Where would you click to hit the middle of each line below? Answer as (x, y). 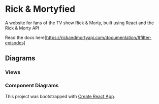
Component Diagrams (32, 86)
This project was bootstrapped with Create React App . (60, 96)
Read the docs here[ (26, 37)
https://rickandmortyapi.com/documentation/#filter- (99, 37)
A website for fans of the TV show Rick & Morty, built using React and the (79, 23)
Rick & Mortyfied (40, 9)
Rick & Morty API (22, 28)
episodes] (15, 42)
